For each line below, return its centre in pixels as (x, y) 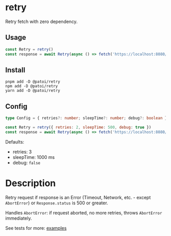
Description (31, 183)
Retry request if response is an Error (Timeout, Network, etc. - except (78, 197)
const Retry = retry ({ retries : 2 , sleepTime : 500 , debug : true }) (78, 127)
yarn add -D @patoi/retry (33, 91)
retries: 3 (22, 152)
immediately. (19, 218)
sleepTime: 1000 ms (34, 157)
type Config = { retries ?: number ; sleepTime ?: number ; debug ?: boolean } (86, 118)
